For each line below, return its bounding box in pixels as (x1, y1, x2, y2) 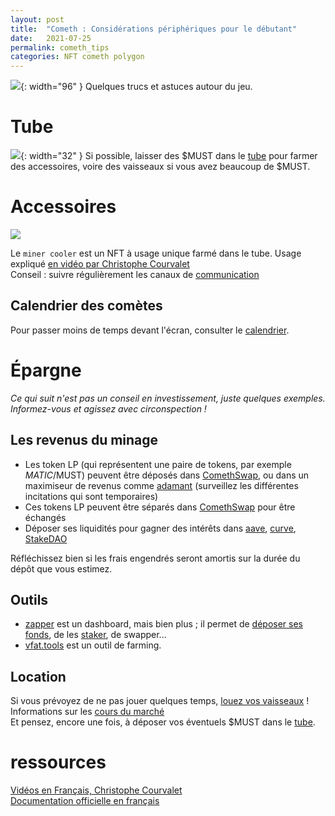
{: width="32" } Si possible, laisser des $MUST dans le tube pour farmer (20, 150, 318, 162)
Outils (10, 591, 49, 608)
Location (10, 668, 67, 685)
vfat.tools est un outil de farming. (24, 639, 162, 651)
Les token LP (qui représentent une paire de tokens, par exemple (24, 458, 292, 470)
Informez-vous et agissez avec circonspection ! (10, 402, 207, 415)
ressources (10, 751, 107, 774)
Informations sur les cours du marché (10, 706, 165, 718)
